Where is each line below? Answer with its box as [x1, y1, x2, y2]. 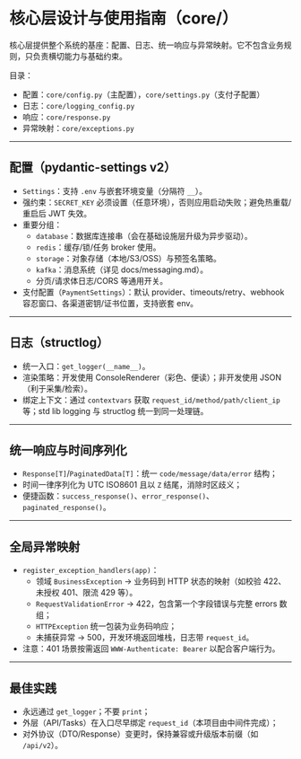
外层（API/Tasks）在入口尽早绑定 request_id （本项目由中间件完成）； [21, 718, 279, 728]
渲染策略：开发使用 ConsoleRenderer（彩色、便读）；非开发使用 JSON [21, 372, 282, 383]
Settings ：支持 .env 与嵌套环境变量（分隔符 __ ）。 [21, 185, 208, 196]
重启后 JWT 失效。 [21, 207, 92, 218]
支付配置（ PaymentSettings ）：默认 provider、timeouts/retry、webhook [21, 287, 285, 297]
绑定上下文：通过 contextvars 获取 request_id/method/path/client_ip [21, 394, 280, 405]
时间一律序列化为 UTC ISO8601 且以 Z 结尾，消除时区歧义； [21, 480, 243, 490]
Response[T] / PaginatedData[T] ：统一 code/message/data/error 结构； [21, 468, 278, 479]
